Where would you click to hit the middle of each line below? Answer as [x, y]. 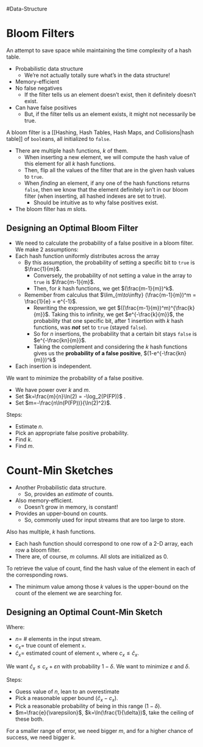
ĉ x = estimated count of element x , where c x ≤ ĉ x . [77, 654]
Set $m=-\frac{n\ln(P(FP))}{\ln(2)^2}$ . [63, 403]
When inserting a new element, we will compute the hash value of [107, 157]
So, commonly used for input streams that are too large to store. [105, 520]
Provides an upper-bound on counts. [61, 513]
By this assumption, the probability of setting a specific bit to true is [109, 262]
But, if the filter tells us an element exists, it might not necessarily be [110, 114]
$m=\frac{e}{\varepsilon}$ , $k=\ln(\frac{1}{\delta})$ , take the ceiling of [104, 712]
